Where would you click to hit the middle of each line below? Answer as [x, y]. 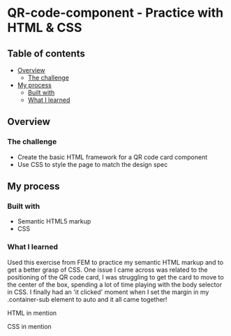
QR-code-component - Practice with [115, 13]
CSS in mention [30, 326]
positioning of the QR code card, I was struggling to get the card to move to [116, 277]
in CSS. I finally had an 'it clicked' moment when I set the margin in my [108, 292]
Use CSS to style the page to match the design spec [92, 164]
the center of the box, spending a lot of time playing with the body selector [114, 284]
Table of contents [46, 53]
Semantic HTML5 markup [54, 221]
